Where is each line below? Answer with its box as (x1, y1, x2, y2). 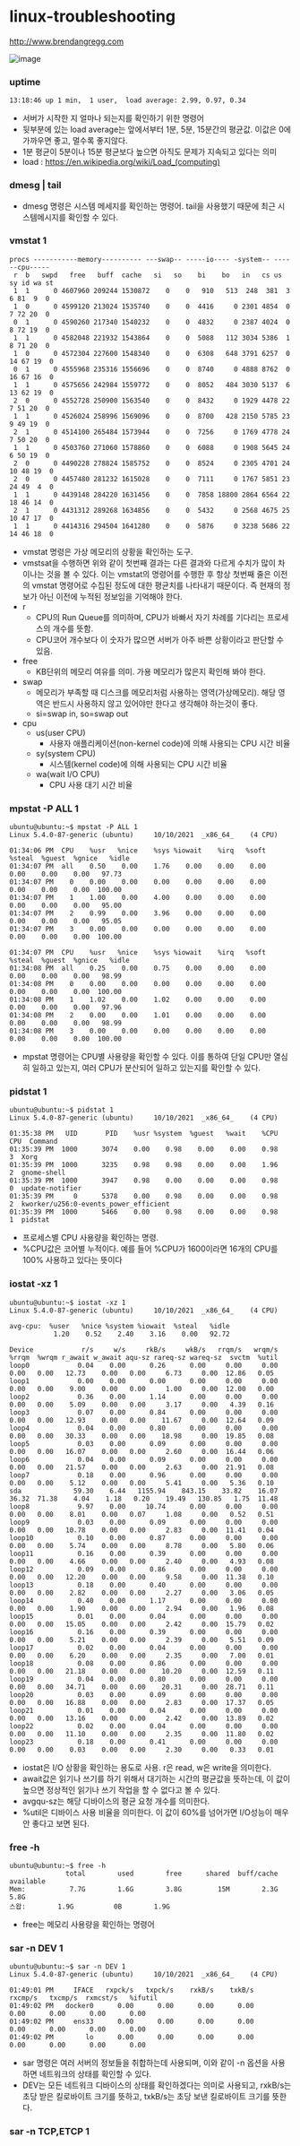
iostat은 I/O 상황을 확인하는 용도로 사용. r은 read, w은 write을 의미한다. (21, 1761, 272, 1772)
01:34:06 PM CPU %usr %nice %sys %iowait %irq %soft (9, 846, 267, 855)
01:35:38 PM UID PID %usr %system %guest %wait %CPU (9, 1129, 279, 1138)
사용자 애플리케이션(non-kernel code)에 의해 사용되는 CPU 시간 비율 (48, 738, 291, 749)
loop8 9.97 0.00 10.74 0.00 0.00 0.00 (9, 1501, 279, 1511)
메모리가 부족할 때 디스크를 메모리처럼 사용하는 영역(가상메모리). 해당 (35, 687, 276, 697)
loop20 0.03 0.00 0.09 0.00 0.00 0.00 (9, 1690, 279, 1700)
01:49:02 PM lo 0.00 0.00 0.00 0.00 (9, 2033, 254, 2042)
